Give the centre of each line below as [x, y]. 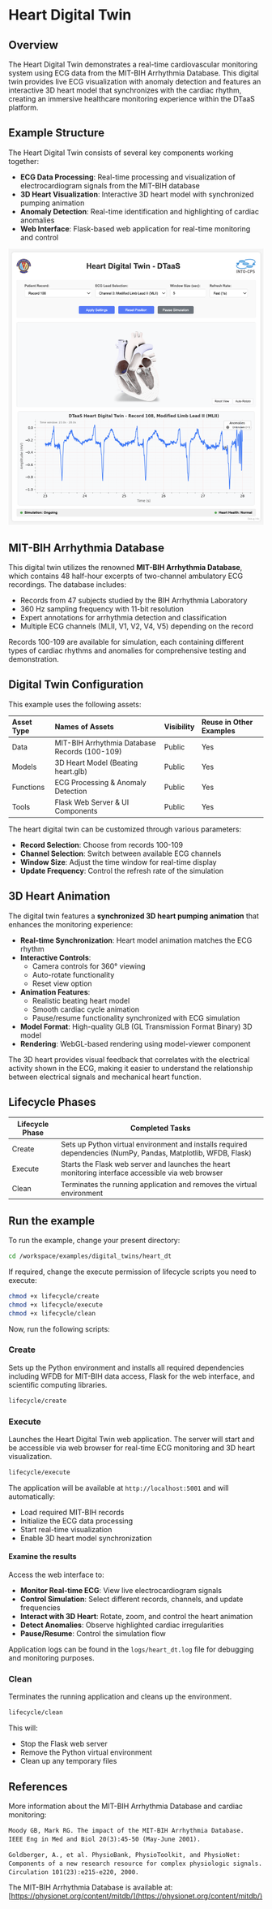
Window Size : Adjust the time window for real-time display [118, 862]
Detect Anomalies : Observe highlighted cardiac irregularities [122, 1625]
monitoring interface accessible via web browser [142, 1173]
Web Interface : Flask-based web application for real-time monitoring [135, 228]
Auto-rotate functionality [73, 974]
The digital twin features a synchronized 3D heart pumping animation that [134, 916]
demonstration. [34, 659]
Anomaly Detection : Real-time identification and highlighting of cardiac [139, 211]
